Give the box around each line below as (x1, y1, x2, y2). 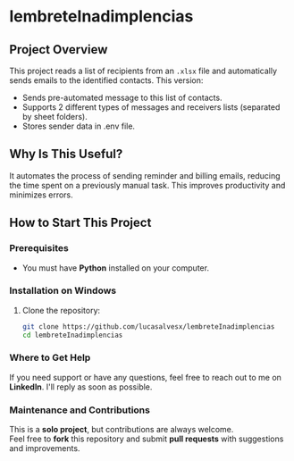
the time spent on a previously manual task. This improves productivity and (9, 180, 286, 190)
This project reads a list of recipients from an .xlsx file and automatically (9, 65, 278, 76)
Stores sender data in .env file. (21, 121, 136, 131)
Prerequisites (9, 242, 69, 255)
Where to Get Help (9, 351, 91, 364)
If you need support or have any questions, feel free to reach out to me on (9, 372, 281, 382)
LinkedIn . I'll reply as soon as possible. (9, 381, 153, 392)
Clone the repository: (21, 305, 101, 315)
